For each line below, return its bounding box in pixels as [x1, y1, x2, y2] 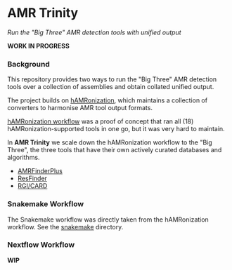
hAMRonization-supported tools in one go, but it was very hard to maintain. [7, 125, 225, 133]
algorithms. [7, 153, 40, 162]
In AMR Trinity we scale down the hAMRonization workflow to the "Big [7, 138, 212, 147]
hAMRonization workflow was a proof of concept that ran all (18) [7, 117, 194, 126]
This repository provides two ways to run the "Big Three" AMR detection [7, 75, 217, 83]
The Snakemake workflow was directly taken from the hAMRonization [7, 215, 209, 224]
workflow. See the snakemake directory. [7, 222, 124, 231]
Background [7, 59, 51, 69]
